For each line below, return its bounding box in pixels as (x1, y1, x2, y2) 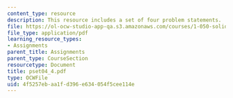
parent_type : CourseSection (7, 55, 89, 62)
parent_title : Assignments (7, 49, 85, 56)
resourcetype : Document (7, 61, 76, 68)
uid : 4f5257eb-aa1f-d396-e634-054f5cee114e (7, 81, 135, 88)
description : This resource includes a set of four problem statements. (7, 17, 222, 23)
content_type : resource (7, 10, 76, 17)
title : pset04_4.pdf (7, 68, 67, 75)
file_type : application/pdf (7, 29, 89, 37)
